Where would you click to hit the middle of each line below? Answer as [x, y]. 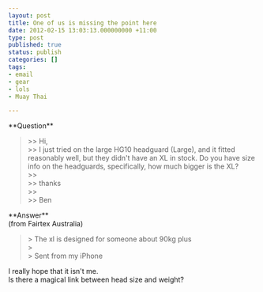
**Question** [31, 126]
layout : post [30, 15]
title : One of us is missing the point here [83, 23]
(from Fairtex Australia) [46, 224]
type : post [26, 38]
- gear [19, 82]
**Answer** [28, 215]
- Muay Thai [28, 97]
